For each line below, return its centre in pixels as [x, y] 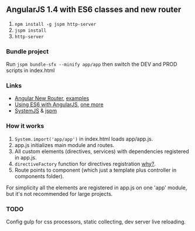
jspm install [30, 30]
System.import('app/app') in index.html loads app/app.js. [84, 139]
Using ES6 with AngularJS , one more [59, 104]
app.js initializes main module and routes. [64, 145]
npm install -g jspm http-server [55, 24]
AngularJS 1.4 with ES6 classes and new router [94, 10]
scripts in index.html [30, 70]
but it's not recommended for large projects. [59, 193]
